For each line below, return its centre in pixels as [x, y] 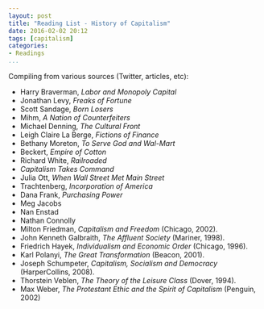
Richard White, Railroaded [63, 161]
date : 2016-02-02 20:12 [48, 31]
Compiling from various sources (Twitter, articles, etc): [99, 76]
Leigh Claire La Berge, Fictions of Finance [89, 135]
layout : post [30, 16]
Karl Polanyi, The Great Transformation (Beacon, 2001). [112, 255]
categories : [28, 46]
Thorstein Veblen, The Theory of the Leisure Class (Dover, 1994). [128, 280]
